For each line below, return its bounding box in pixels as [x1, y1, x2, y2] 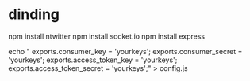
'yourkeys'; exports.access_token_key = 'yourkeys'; [8, 55, 178, 64]
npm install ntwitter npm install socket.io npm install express [8, 31, 205, 41]
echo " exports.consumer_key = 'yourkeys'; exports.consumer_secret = [8, 46, 243, 56]
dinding [8, 6, 60, 24]
